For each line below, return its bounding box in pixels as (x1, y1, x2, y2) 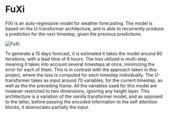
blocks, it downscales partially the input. (5, 104, 90, 110)
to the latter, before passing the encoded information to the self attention (5, 98, 157, 104)
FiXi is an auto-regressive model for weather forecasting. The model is (5, 20, 153, 26)
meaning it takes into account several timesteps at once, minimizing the (5, 61, 155, 67)
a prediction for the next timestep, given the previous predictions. (5, 31, 142, 37)
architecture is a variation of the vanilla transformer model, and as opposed (5, 93, 163, 99)
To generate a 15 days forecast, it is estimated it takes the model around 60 (5, 50, 162, 56)
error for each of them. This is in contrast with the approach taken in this (5, 67, 157, 73)
